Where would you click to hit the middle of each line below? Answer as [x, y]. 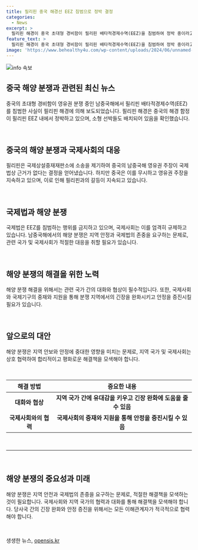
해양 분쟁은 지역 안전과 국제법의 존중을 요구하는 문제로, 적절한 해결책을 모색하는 [97, 494]
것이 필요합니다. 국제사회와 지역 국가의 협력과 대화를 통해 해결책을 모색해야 [92, 502]
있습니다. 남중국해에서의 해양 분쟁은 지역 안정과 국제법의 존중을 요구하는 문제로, [97, 235]
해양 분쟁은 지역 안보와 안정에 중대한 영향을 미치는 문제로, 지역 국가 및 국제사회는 [99, 351]
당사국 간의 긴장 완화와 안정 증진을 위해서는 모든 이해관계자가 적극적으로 [96, 509]
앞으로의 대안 [29, 336]
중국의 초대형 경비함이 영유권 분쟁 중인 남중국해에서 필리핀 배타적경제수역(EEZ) [97, 103]
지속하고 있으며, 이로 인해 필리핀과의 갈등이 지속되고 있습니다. [77, 180]
